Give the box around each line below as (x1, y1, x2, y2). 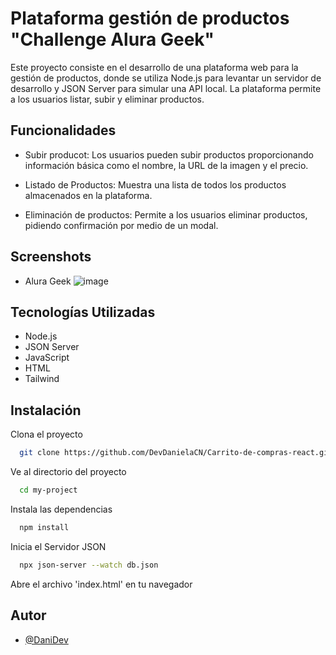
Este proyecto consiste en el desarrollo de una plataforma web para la (10, 61, 299, 73)
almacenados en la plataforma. (24, 189, 153, 201)
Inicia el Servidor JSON (10, 540, 107, 552)
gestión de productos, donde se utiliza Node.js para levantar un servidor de (10, 72, 322, 84)
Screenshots (10, 248, 92, 266)
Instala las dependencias (10, 503, 113, 515)
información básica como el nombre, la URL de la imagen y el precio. (24, 159, 309, 171)
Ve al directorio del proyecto (10, 466, 127, 478)
